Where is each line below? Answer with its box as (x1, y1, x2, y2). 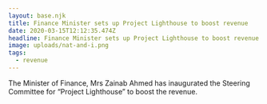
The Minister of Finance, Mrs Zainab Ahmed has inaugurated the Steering (8, 78, 250, 88)
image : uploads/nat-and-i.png (8, 42, 110, 50)
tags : (8, 49, 26, 57)
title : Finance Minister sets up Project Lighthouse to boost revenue (8, 19, 249, 27)
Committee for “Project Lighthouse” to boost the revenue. (8, 86, 198, 96)
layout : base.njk (8, 11, 66, 20)
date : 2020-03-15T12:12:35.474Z (8, 26, 116, 34)
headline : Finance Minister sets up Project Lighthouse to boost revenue (8, 34, 260, 42)
